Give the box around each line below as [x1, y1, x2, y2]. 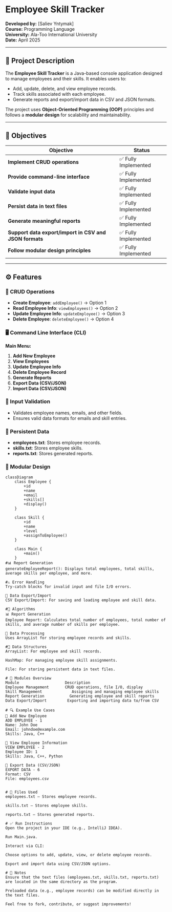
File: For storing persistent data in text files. [5, 667, 116, 672]
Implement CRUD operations [8, 158, 79, 165]
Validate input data [8, 188, 55, 195]
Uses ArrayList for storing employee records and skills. [5, 635, 132, 641]
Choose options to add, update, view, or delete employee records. [5, 853, 153, 858]
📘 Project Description [5, 56, 75, 65]
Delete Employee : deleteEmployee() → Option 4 [12, 316, 114, 322]
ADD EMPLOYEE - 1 [5, 718, 42, 723]
